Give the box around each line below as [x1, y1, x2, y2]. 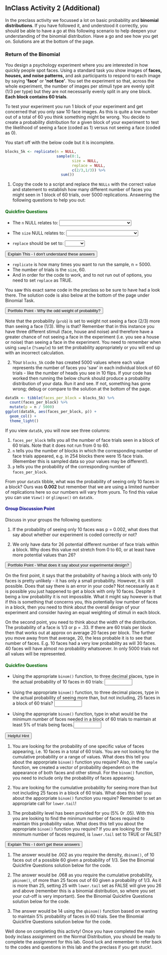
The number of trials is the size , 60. [12, 266, 86, 273]
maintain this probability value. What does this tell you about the [12, 821, 144, 827]
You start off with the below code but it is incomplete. [5, 139, 115, 146]
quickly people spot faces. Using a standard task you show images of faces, [5, 67, 162, 74]
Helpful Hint [7, 734, 29, 739]
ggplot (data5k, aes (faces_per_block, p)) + [5, 409, 97, 415]
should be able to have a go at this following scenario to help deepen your [5, 27, 157, 34]
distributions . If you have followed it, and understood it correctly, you [5, 22, 148, 28]
